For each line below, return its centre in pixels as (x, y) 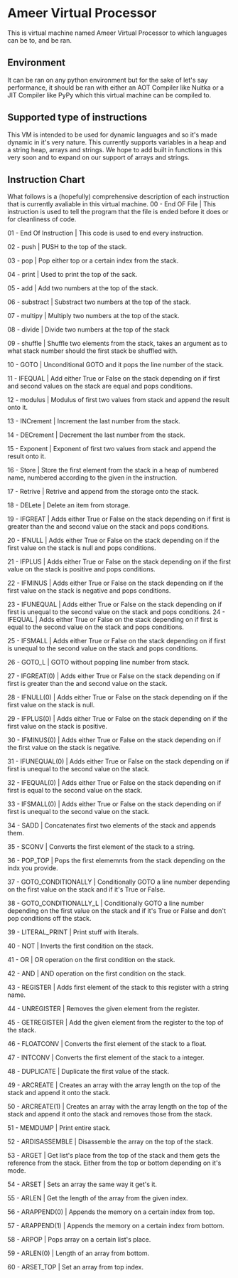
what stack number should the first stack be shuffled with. (93, 351)
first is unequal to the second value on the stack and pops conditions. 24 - (117, 612)
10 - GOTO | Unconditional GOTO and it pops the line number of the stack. (115, 365)
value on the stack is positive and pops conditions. (81, 569)
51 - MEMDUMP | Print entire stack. (59, 1128)
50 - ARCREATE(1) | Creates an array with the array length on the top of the (117, 1107)
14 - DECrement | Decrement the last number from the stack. (96, 435)
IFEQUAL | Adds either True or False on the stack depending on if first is (113, 620)
